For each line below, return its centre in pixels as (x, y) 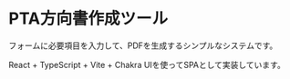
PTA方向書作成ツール (88, 19)
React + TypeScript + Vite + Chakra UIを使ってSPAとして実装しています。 (147, 64)
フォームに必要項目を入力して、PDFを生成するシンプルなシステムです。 (143, 45)
